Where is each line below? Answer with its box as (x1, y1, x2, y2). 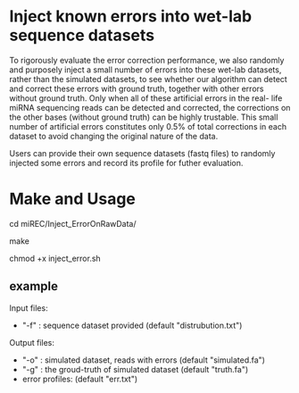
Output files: (9, 337, 55, 347)
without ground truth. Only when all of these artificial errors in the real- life (9, 92, 283, 104)
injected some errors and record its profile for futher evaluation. (9, 157, 244, 168)
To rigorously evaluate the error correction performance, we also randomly (9, 54, 285, 65)
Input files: (9, 302, 48, 314)
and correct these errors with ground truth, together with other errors (9, 83, 264, 94)
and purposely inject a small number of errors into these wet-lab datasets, (9, 64, 282, 75)
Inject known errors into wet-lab (9, 6, 253, 27)
